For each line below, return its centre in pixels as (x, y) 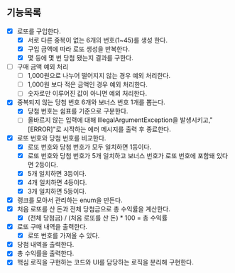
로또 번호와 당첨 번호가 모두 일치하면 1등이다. (89, 147)
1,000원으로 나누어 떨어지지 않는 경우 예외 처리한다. (99, 76)
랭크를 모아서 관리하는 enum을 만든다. (70, 200)
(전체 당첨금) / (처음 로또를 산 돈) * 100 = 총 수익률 (98, 218)
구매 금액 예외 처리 (43, 67)
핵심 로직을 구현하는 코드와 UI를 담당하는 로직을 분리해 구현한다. (105, 262)
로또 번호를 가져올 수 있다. (64, 235)
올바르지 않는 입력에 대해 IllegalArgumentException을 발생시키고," (120, 120)
